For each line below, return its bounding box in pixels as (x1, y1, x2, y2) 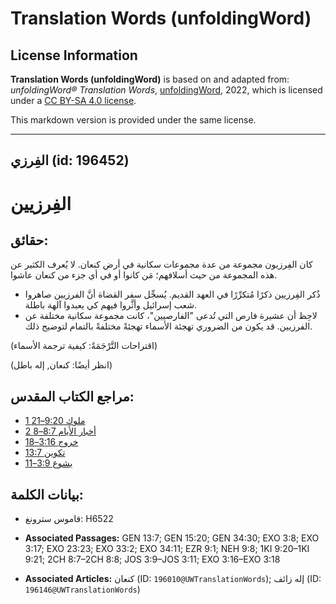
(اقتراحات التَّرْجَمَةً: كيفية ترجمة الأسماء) (10, 340, 158, 352)
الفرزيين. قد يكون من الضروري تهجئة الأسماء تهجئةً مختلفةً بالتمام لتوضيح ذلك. (24, 320, 313, 332)
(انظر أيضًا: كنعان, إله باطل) (10, 359, 113, 371)
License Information (10, 47, 138, 64)
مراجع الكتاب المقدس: (10, 388, 135, 405)
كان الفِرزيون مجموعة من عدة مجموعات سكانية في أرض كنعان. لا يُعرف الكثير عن (10, 258, 313, 271)
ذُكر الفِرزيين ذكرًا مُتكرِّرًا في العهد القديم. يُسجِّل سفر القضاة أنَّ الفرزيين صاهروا (24, 288, 321, 301)
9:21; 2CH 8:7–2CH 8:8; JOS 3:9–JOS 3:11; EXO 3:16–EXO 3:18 (24, 553, 281, 566)
